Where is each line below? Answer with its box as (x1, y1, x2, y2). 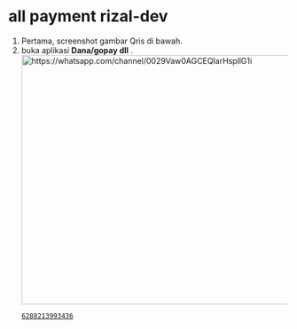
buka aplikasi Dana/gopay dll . (20, 44, 134, 55)
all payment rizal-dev (8, 6, 168, 27)
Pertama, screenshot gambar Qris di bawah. (20, 35, 183, 46)
